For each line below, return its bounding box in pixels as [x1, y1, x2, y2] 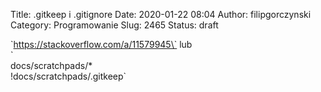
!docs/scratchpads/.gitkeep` [10, 70, 127, 82]
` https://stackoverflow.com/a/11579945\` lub [10, 39, 193, 50]
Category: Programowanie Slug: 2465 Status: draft [10, 19, 219, 31]
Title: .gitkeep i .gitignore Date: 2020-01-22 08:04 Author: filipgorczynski [10, 9, 312, 20]
